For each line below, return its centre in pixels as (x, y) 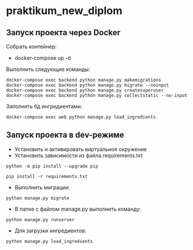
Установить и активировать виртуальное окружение (81, 149)
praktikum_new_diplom (64, 11)
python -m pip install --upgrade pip (52, 166)
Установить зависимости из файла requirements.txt (78, 155)
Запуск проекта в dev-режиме (65, 135)
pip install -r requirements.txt (47, 176)
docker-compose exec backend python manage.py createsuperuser (85, 90)
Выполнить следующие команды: (48, 69)
